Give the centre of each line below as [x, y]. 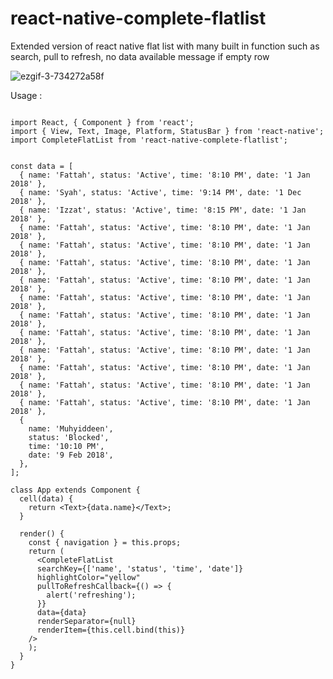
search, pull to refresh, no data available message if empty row [140, 56]
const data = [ [42, 166]
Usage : [26, 95]
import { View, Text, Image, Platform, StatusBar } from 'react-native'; [167, 131]
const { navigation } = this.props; [105, 542]
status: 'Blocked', [69, 437]
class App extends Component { [75, 490]
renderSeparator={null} [86, 621]
